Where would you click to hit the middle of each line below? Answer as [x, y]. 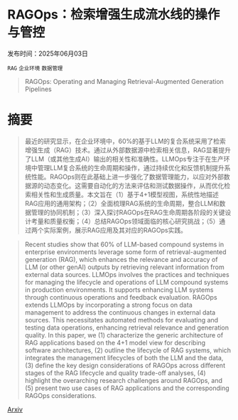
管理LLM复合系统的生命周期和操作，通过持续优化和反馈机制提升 [131, 167]
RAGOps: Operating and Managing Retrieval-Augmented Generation [124, 81]
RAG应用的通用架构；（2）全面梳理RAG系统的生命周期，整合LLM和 [122, 203]
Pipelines [38, 89]
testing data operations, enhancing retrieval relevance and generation [127, 327]
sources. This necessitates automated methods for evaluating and [121, 320]
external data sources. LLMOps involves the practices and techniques [127, 274]
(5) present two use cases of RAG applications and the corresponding [127, 388]
